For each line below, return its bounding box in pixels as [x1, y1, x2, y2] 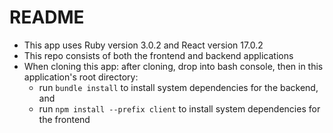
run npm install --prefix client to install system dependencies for [38, 102, 321, 115]
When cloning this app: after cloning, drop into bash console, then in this [23, 60, 324, 72]
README [9, 6, 85, 29]
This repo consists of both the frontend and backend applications [23, 49, 294, 61]
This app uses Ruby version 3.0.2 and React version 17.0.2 [23, 39, 264, 51]
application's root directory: [23, 71, 139, 83]
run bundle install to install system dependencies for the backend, [38, 81, 319, 93]
